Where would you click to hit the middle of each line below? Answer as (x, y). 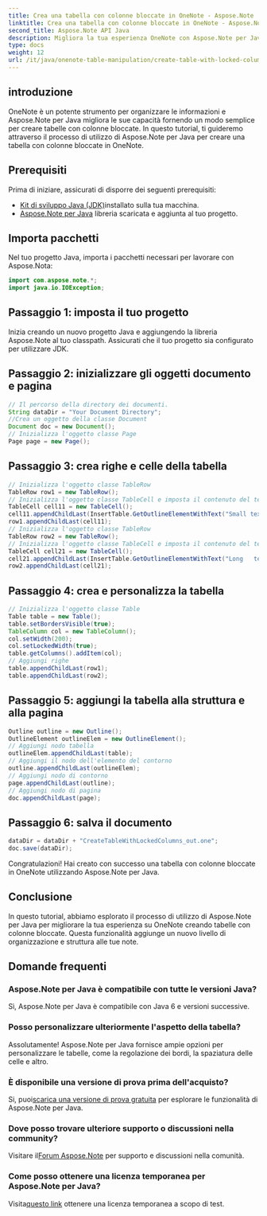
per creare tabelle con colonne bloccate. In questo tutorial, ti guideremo (126, 128)
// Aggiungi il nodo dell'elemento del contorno (90, 761)
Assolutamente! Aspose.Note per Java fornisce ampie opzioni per (116, 1044)
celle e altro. (29, 1061)
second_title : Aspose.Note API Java (69, 30)
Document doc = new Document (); (62, 427)
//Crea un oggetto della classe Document (78, 419)
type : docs (26, 45)
